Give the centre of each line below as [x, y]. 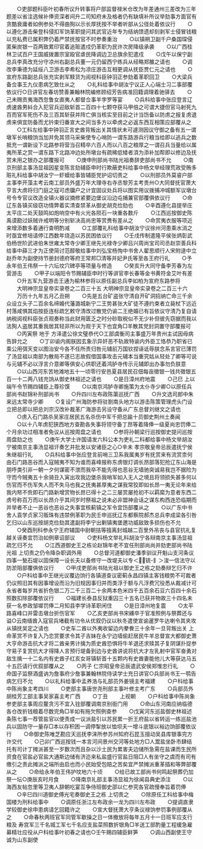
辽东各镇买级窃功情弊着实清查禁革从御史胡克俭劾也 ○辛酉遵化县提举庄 [99, 205]
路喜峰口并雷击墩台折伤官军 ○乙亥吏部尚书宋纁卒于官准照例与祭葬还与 [99, 613]
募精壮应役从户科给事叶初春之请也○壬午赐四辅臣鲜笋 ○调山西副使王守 [99, 832]
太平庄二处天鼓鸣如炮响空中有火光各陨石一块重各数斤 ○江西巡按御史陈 [99, 213]
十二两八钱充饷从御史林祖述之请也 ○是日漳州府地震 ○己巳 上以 [106, 379]
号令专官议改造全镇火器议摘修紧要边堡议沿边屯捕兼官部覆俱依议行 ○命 [99, 198]
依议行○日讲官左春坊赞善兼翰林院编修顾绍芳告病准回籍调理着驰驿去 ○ [99, 92]
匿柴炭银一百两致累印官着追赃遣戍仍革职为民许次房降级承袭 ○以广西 [97, 47]
